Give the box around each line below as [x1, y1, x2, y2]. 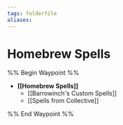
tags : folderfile [7, 10, 57, 17]
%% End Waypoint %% [7, 110, 74, 118]
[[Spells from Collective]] [27, 97, 99, 105]
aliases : [7, 16, 32, 23]
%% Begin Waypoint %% [7, 69, 79, 77]
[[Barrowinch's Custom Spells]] [27, 89, 117, 98]
